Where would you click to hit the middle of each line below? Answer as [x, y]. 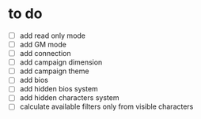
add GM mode [43, 45]
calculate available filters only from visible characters [106, 106]
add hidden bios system [59, 89]
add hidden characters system [69, 98]
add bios [34, 80]
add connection [45, 54]
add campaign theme [54, 71]
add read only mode [52, 35]
